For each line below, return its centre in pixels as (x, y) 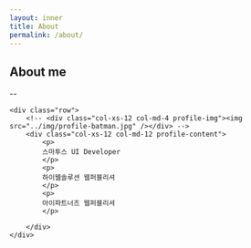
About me (38, 72)
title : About (34, 26)
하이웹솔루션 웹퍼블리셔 (79, 178)
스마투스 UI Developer (82, 152)
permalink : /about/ (47, 35)
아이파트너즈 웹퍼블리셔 (79, 203)
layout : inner (37, 18)
